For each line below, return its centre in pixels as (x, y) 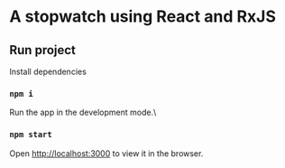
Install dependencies (48, 71)
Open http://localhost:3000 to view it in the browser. (106, 153)
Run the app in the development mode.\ (83, 112)
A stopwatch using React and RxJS (143, 17)
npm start (31, 135)
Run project (43, 50)
